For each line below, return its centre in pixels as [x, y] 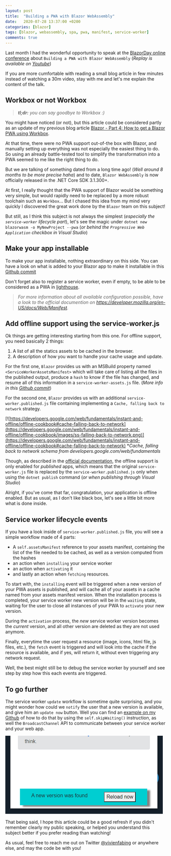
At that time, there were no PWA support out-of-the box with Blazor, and [81, 143]
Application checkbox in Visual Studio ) [47, 232]
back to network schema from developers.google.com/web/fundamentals [83, 451]
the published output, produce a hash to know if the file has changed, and [82, 377]
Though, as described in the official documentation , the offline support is [82, 461]
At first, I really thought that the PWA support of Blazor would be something [84, 190]
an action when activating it [42, 569]
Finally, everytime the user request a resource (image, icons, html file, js [81, 642]
